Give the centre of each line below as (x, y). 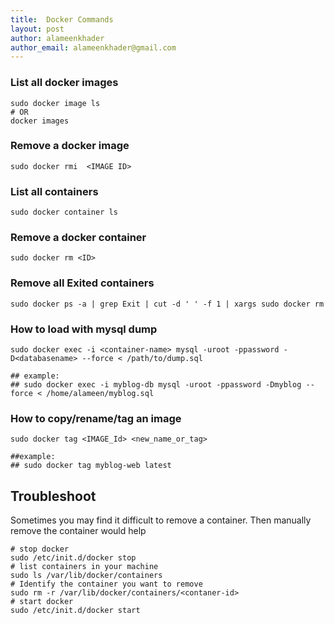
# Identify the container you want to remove (106, 584)
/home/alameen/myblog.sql (100, 394)
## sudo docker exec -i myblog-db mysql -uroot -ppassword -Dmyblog (156, 385)
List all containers (54, 191)
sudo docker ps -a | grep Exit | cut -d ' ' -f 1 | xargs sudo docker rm (167, 304)
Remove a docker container (78, 238)
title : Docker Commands (62, 19)
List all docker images (64, 83)
